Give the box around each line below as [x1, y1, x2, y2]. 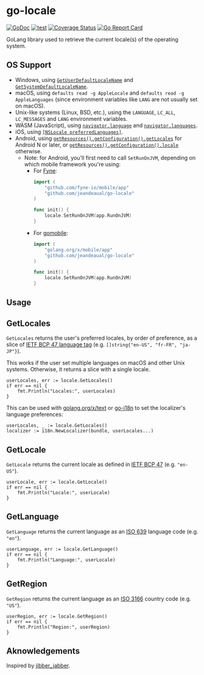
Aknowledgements [6, 646, 80, 657]
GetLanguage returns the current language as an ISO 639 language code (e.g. [6, 528, 199, 535]
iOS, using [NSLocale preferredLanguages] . [15, 128, 124, 135]
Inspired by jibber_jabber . [6, 662, 71, 670]
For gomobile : [33, 229, 68, 236]
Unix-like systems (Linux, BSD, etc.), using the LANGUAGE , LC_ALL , [15, 108, 175, 116]
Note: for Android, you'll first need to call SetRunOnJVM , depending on [24, 154, 196, 161]
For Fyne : [33, 167, 57, 174]
